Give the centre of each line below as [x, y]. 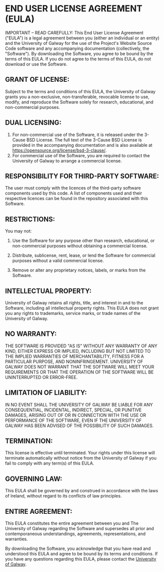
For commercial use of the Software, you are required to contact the [81, 155]
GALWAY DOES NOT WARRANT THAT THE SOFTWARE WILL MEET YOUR [80, 367]
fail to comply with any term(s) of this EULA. [50, 463]
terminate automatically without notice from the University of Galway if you [81, 458]
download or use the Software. [36, 64]
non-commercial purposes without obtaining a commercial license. [80, 246]
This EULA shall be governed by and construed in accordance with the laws [82, 491]
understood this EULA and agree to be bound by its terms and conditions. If [82, 554]
